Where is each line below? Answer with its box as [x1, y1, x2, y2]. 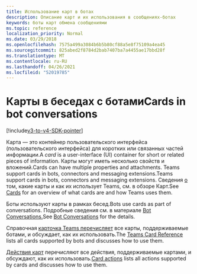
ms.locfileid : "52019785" [6, 69, 70, 75]
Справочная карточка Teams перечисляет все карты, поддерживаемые [6, 225, 189, 232]
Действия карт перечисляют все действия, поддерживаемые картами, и [6, 248, 192, 256]
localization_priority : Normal [6, 31, 83, 37]
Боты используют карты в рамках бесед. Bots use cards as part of [6, 200, 172, 208]
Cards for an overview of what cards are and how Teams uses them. [6, 189, 173, 196]
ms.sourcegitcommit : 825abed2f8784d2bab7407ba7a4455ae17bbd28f [6, 47, 166, 53]
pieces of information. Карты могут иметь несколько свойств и [6, 158, 164, 165]
